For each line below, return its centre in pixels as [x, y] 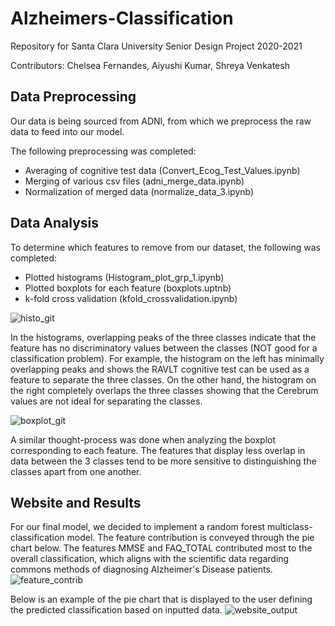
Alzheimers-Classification [122, 18]
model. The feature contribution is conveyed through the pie [190, 538]
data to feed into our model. [67, 131]
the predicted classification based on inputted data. [116, 610]
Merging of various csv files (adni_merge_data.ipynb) [134, 181]
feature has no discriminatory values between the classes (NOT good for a [164, 348]
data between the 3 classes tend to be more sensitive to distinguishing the [163, 461]
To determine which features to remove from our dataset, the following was [165, 247]
